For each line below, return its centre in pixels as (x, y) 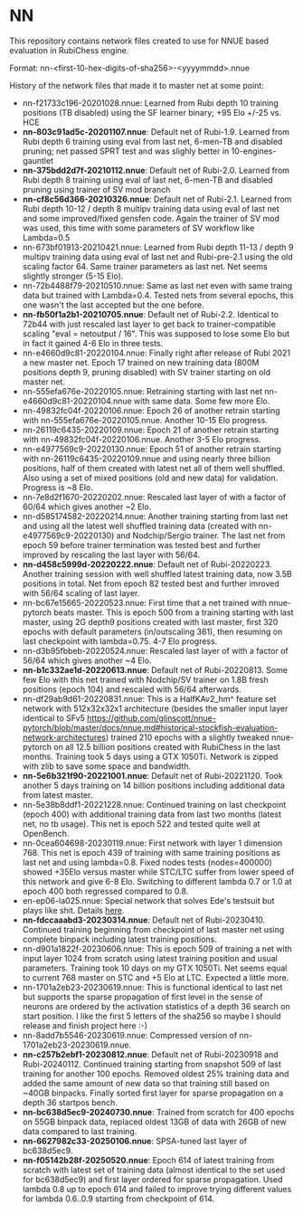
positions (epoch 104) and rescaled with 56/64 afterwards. (132, 689)
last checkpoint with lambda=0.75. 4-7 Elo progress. (120, 641)
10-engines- (254, 151)
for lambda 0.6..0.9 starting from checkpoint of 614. (118, 1199)
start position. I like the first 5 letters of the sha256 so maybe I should (152, 1016)
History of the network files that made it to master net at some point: (137, 85)
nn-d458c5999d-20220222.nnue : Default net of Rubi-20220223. (147, 564)
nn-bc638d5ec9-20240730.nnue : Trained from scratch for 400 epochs (158, 1112)
